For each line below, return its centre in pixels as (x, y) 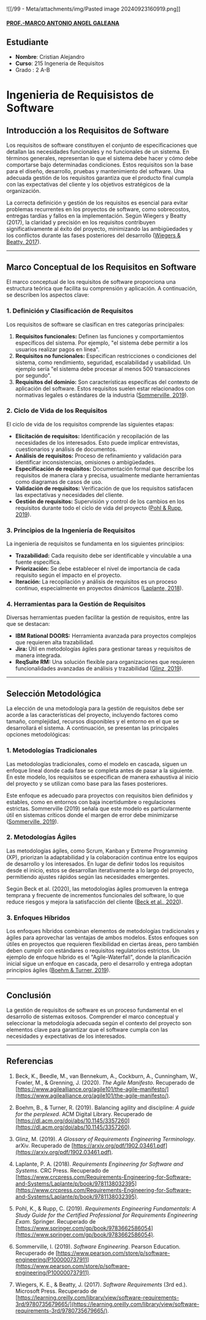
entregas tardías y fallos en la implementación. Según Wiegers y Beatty (97, 216)
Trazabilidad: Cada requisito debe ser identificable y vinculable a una (103, 556)
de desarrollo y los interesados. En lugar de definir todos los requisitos (96, 864)
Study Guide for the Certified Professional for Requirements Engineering (106, 1215)
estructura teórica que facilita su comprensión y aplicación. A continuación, (102, 289)
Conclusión (29, 995)
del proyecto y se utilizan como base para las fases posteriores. (87, 783)
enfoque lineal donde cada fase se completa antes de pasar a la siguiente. (100, 770)
